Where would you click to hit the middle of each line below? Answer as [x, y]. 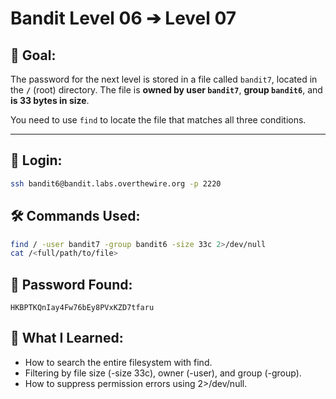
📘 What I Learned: [67, 338]
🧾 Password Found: [71, 284]
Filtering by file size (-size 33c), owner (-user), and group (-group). [163, 373]
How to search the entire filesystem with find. [118, 362]
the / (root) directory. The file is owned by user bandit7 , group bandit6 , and [166, 90]
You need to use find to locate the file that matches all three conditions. [158, 120]
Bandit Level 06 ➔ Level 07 [123, 18]
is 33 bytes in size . [50, 100]
